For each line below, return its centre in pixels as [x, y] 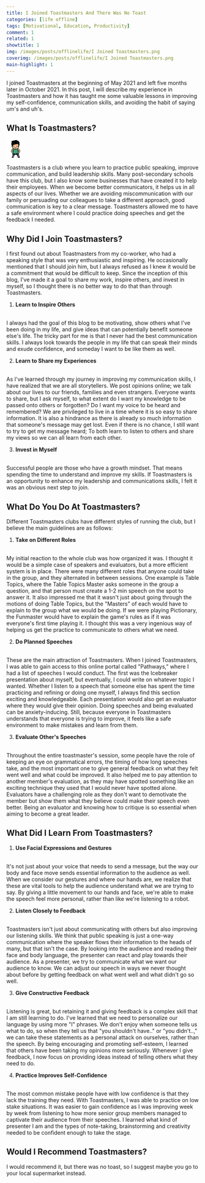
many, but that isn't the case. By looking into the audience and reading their [102, 948]
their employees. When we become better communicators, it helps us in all [100, 187]
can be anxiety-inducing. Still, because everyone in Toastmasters [89, 712]
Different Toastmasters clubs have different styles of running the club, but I [101, 522]
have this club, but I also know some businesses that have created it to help [102, 181]
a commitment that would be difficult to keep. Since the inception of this [97, 273]
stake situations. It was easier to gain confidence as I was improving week [100, 1106]
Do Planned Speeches [44, 642]
